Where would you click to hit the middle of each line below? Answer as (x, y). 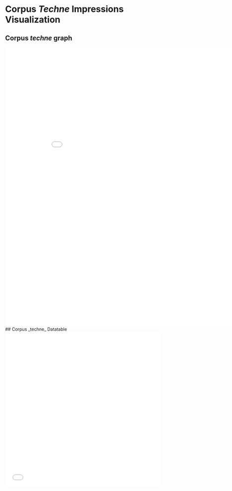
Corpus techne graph (39, 38)
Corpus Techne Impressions (64, 9)
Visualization (33, 20)
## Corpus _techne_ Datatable (36, 329)
